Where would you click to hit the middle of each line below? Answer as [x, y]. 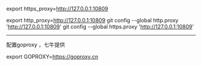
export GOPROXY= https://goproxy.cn [52, 57]
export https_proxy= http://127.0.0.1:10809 [57, 9]
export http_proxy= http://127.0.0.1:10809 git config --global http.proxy [92, 20]
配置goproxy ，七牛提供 [36, 45]
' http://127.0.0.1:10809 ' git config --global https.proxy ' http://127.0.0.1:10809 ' [100, 27]
